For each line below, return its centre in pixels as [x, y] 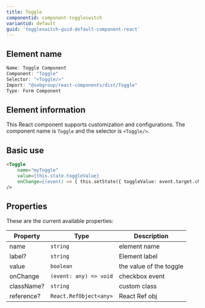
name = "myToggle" [38, 170]
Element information [46, 110]
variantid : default [31, 23]
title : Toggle [24, 12]
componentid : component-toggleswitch [54, 18]
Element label [138, 257]
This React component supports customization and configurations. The [96, 125]
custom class [138, 287]
